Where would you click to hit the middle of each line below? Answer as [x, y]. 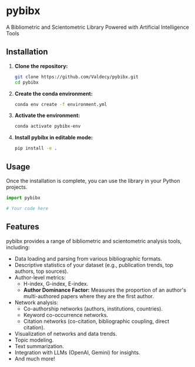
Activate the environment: [47, 115]
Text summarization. [39, 346]
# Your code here [27, 208]
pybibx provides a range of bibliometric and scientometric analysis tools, [94, 241]
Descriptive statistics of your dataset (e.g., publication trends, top [94, 265]
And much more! [35, 358]
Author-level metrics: [40, 277]
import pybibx [23, 198]
